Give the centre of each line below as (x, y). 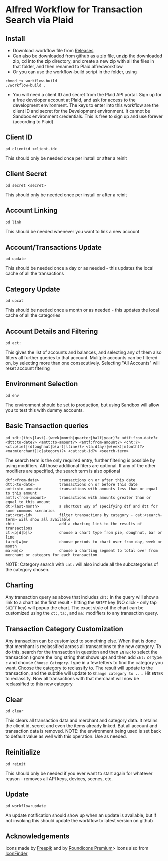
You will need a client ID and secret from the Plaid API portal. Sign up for (87, 95)
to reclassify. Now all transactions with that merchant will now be (72, 679)
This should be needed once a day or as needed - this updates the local (79, 268)
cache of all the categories (33, 315)
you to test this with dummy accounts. (45, 410)
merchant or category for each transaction (51, 555)
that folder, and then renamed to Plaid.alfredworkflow (67, 67)
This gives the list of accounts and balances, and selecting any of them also (83, 352)
